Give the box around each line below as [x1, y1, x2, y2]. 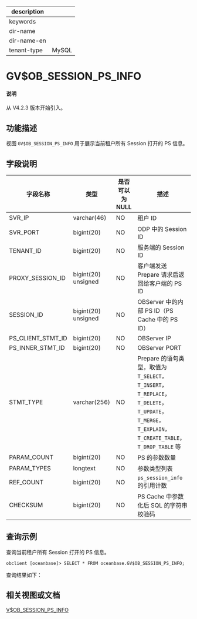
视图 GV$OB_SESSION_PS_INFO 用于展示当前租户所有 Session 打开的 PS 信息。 [6, 140, 188, 147]
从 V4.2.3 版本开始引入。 [6, 104, 66, 111]
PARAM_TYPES [9, 464, 51, 473]
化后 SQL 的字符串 [137, 501, 188, 510]
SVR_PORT [9, 229, 40, 237]
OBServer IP [137, 334, 171, 343]
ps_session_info [137, 474, 183, 481]
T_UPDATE [137, 409, 162, 415]
